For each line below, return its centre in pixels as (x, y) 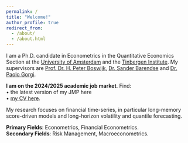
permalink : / (22, 11)
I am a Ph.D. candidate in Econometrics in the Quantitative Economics (90, 56)
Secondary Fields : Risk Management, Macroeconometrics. (77, 134)
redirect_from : (25, 28)
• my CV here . (23, 98)
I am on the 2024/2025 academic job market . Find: (69, 86)
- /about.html (28, 39)
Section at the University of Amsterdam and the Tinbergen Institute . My (92, 62)
